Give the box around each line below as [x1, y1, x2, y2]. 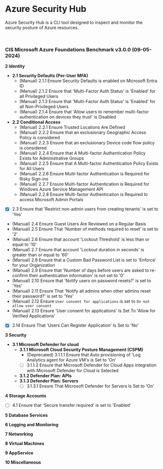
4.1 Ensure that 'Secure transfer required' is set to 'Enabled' [12, 402, 131, 408]
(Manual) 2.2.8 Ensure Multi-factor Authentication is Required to [19, 191, 148, 197]
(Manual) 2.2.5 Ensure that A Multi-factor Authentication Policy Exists [19, 160, 159, 166]
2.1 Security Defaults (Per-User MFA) [12, 73, 89, 79]
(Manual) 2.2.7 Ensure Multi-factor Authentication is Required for [19, 181, 149, 187]
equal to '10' [12, 242, 37, 247]
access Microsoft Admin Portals [19, 197, 84, 203]
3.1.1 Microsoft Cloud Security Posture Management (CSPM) [19, 347, 144, 353]
